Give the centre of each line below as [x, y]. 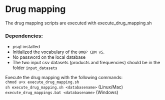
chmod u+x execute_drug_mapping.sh [42, 82]
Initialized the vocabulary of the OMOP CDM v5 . [58, 52]
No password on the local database [49, 57]
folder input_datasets [35, 68]
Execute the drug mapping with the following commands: [64, 78]
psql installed [26, 47]
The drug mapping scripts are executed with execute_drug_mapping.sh [78, 23]
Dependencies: [24, 36]
